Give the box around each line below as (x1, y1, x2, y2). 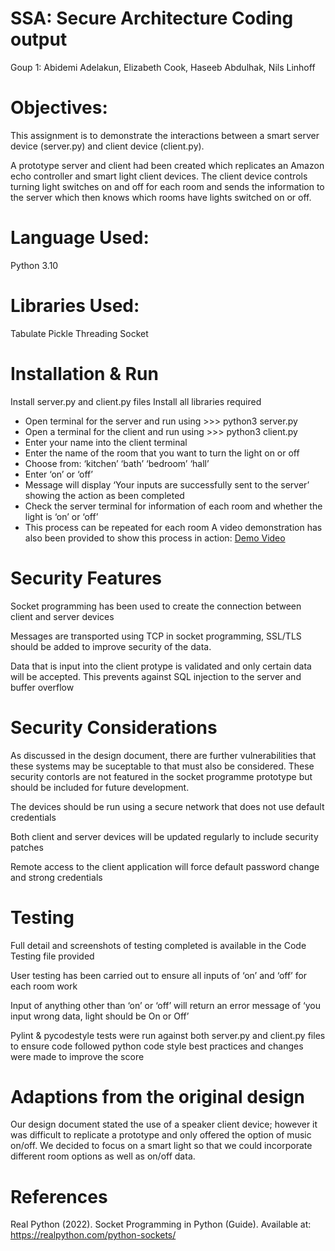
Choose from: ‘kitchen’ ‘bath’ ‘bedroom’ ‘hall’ (24, 457, 210, 469)
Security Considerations (10, 716, 218, 739)
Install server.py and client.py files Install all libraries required (10, 395, 262, 407)
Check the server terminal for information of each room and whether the (24, 500, 323, 512)
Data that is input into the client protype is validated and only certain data (10, 660, 312, 672)
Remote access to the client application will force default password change (10, 860, 320, 872)
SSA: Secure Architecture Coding (10, 7, 294, 30)
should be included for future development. (10, 781, 190, 793)
